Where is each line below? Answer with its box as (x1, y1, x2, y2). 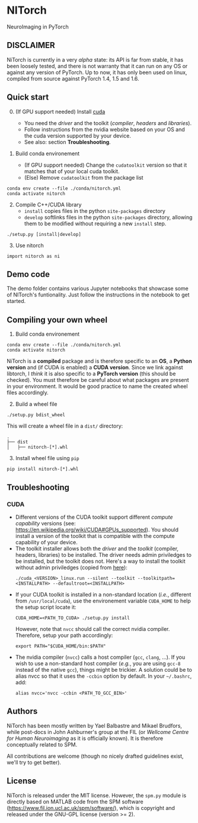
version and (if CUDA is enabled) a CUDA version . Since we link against (7, 364, 183, 371)
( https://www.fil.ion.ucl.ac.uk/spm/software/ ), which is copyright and (7, 804, 175, 811)
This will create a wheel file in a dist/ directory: (7, 422, 123, 430)
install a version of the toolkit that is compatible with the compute (15, 532, 175, 540)
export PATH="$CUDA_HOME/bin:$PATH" (15, 643, 106, 649)
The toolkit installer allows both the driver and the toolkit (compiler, (15, 545, 179, 552)
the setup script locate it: (15, 603, 76, 611)
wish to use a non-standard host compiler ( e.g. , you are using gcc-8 (15, 659, 181, 667)
